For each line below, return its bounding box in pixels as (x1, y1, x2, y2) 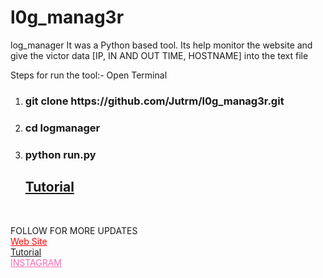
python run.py (24, 147, 97, 161)
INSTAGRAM (10, 256, 63, 268)
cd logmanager (24, 121, 101, 135)
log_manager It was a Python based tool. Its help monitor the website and (10, 39, 313, 51)
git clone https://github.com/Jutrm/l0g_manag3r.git (24, 94, 285, 108)
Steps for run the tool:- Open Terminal (10, 69, 168, 81)
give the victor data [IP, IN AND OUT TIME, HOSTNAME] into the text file (10, 49, 309, 61)
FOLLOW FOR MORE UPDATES (10, 224, 138, 236)
